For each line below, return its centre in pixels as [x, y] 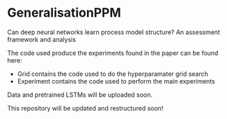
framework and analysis [42, 39]
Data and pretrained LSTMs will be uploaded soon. [80, 95]
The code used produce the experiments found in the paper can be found [113, 53]
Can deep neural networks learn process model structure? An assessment [114, 32]
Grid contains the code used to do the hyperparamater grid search [113, 74]
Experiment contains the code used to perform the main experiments [116, 81]
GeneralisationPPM [64, 13]
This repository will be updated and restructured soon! [85, 108]
